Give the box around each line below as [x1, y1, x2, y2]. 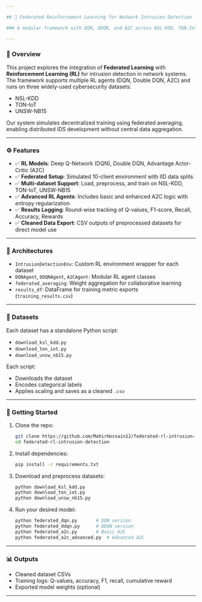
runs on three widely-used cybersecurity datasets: [6, 82, 132, 90]
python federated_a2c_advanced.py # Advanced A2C [14, 534, 145, 541]
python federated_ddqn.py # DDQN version [14, 523, 134, 530]
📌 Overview [6, 50, 41, 58]
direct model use [14, 226, 57, 234]
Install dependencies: [14, 450, 69, 457]
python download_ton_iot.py [14, 489, 85, 495]
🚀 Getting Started [6, 408, 58, 416]
